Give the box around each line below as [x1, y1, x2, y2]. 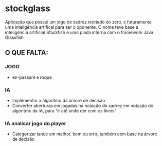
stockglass [5, 3, 50, 14]
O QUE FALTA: [5, 49, 49, 57]
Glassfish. [5, 35, 25, 40]
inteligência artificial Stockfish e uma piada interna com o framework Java [5, 29, 154, 35]
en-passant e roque [12, 74, 52, 80]
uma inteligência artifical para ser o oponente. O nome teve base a [5, 24, 139, 30]
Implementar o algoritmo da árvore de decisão [12, 97, 106, 103]
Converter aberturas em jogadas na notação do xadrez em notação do [12, 103, 154, 109]
